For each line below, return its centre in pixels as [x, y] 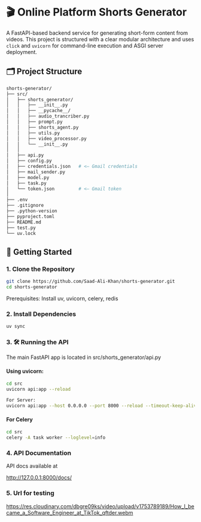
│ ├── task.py [26, 183]
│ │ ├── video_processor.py [46, 138]
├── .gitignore [25, 206]
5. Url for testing [31, 493]
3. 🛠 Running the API [37, 342]
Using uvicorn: [25, 371]
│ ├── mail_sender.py [36, 172]
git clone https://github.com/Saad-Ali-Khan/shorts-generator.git [91, 282]
